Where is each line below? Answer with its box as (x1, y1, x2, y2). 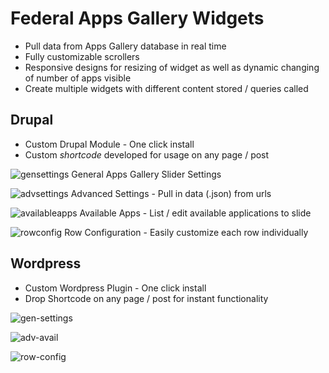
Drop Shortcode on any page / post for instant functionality (24, 292, 269, 304)
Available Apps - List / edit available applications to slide (79, 207, 312, 219)
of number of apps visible (24, 72, 132, 84)
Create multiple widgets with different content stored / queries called (24, 82, 309, 94)
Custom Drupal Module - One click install (24, 138, 195, 150)
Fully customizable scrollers (24, 50, 140, 62)
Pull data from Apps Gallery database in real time (24, 40, 227, 52)
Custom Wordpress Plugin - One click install (24, 282, 207, 294)
